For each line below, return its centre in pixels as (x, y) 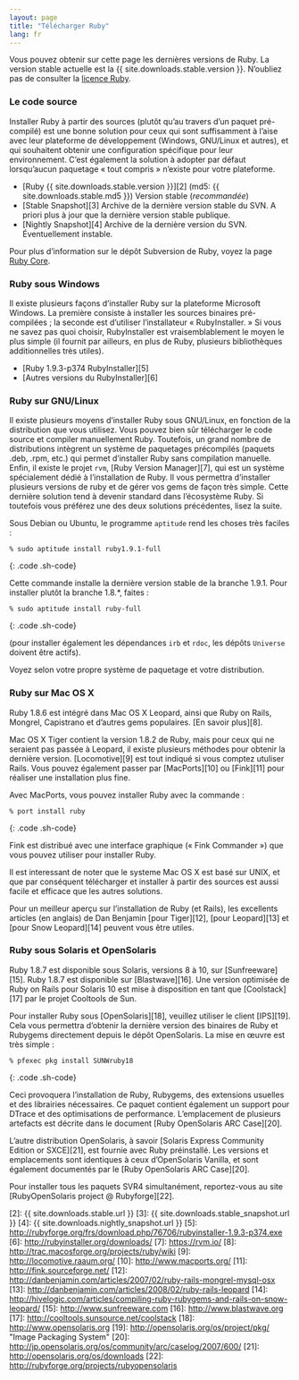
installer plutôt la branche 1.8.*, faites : (79, 592)
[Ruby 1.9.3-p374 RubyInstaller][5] (85, 368)
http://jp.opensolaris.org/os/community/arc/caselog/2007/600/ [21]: (135, 1346)
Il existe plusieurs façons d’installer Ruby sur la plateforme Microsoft (135, 303)
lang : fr (25, 34)
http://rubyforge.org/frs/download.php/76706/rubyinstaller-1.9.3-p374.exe (146, 1232)
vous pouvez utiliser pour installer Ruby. (83, 855)
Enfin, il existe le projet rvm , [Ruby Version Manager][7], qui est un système (147, 468)
